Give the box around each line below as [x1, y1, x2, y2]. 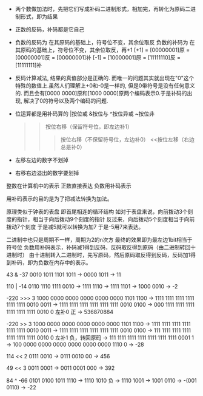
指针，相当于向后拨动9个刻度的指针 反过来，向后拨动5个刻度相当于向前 [16, 216, 195, 223]
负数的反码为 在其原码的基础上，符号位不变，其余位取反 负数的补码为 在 [15, 39, 195, 46]
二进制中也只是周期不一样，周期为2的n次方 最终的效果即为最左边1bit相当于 [6, 236, 193, 243]
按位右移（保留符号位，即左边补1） [45, 123, 133, 130]
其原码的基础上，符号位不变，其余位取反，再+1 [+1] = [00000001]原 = [15, 46, 190, 53]
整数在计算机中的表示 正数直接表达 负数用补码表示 [6, 182, 131, 189]
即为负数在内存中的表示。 [27, 259, 92, 266]
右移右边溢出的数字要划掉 [15, 169, 79, 176]
